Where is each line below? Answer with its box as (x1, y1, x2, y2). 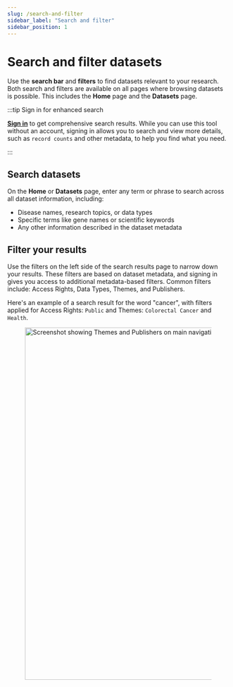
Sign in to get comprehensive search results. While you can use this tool (7, 119, 218, 128)
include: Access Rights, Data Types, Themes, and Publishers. (7, 285, 185, 293)
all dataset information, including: (7, 194, 104, 203)
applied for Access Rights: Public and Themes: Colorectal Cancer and (7, 306, 212, 314)
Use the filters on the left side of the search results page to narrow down (7, 262, 218, 271)
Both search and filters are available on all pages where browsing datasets (7, 85, 224, 93)
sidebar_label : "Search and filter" (7, 17, 115, 24)
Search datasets (7, 168, 81, 180)
